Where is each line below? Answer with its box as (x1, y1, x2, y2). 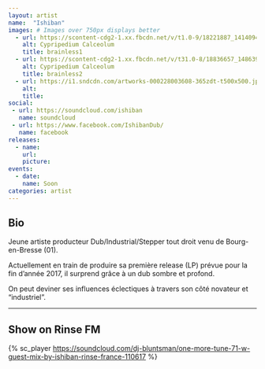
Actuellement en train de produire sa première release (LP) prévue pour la (8, 260, 248, 270)
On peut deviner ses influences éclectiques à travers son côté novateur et (8, 284, 248, 293)
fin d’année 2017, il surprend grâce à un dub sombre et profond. (8, 269, 215, 279)
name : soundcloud (18, 114, 77, 122)
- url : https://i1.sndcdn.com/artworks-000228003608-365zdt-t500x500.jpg (15, 77, 263, 85)
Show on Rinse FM (8, 323, 101, 336)
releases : (8, 135, 41, 144)
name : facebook (18, 128, 69, 136)
